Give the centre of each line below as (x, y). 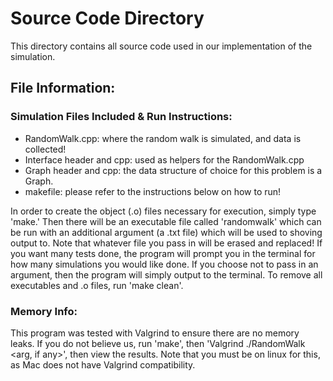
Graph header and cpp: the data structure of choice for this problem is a (173, 170)
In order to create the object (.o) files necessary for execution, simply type (163, 211)
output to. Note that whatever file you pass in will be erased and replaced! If (166, 243)
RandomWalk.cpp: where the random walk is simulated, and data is (163, 138)
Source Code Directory (107, 18)
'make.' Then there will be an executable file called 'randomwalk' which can (166, 221)
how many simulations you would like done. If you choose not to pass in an (164, 264)
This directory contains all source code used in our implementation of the (161, 46)
